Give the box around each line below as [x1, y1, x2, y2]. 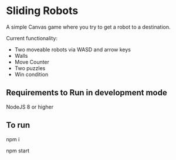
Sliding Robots [6, 4, 79, 18]
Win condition [14, 71, 49, 78]
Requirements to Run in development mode [6, 88, 167, 98]
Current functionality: [6, 34, 57, 41]
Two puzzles [14, 64, 46, 71]
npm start [6, 147, 30, 154]
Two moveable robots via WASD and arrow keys [14, 46, 131, 53]
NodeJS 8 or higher [6, 103, 54, 110]
